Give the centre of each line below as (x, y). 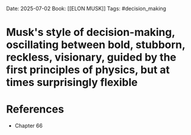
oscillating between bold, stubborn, (96, 45)
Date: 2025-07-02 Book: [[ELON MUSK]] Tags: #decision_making (86, 9)
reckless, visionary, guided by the (91, 57)
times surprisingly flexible (72, 83)
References (35, 109)
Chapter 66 (28, 126)
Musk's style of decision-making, (90, 32)
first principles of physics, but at (88, 70)
